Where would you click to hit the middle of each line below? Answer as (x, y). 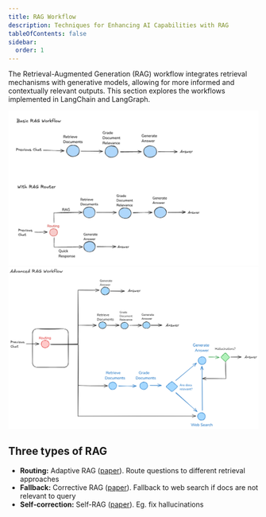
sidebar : (23, 42)
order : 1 (30, 51)
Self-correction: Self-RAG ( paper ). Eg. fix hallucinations (112, 504)
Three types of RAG (58, 451)
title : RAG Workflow (42, 17)
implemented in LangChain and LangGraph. (79, 99)
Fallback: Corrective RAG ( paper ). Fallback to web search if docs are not (139, 487)
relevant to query (48, 496)
